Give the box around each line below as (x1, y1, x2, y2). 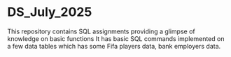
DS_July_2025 (7, 4, 92, 20)
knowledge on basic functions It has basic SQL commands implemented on (7, 34, 225, 42)
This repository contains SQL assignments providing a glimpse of (7, 27, 195, 35)
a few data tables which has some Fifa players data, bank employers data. (7, 42, 221, 50)
